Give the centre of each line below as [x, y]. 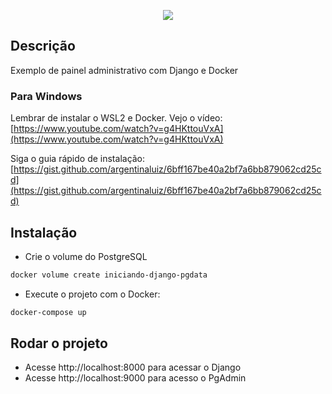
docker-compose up [48, 312]
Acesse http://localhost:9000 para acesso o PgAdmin [135, 378]
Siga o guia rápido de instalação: [78, 159]
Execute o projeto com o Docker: [92, 294]
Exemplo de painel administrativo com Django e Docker [124, 70]
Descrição [43, 46]
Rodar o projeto [59, 343]
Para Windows [46, 96]
